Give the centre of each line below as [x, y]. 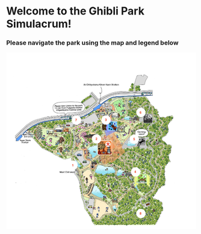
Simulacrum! [39, 24]
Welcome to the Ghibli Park [75, 11]
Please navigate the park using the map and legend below [92, 43]
